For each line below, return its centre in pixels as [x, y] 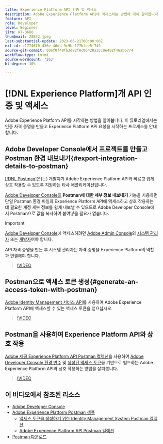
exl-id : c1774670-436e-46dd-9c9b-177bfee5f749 [53, 46]
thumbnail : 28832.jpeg [28, 37]
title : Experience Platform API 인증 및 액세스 [51, 9]
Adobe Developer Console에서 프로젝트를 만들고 [76, 149]
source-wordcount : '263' [30, 59]
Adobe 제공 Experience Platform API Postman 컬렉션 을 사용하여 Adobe [74, 356]
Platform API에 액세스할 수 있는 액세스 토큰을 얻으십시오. [59, 308]
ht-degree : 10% [20, 64]
